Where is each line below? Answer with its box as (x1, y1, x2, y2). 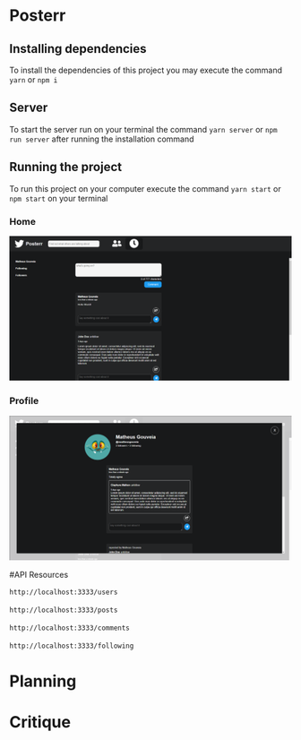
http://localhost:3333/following (9, 641, 134, 650)
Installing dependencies (9, 41, 147, 56)
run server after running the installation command (9, 133, 194, 144)
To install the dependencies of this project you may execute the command (9, 65, 282, 75)
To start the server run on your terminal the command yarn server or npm (9, 124, 278, 134)
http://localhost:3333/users (9, 588, 118, 597)
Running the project (9, 159, 123, 175)
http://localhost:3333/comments (9, 624, 130, 632)
